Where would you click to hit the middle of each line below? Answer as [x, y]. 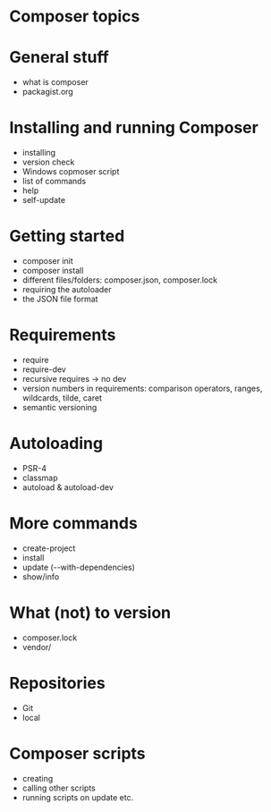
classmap [40, 478]
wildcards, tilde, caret [62, 398]
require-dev [44, 369]
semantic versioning [59, 407]
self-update [43, 200]
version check [48, 162]
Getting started [67, 237]
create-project [49, 548]
